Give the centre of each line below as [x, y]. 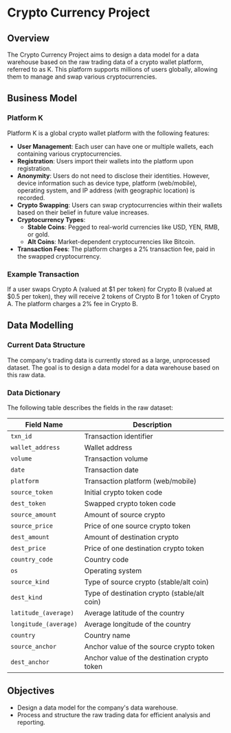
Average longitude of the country [137, 624]
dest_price [28, 548]
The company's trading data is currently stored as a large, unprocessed [109, 360]
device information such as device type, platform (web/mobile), [107, 183]
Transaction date [111, 470]
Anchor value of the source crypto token [150, 646]
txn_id [21, 436]
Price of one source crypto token [137, 525]
